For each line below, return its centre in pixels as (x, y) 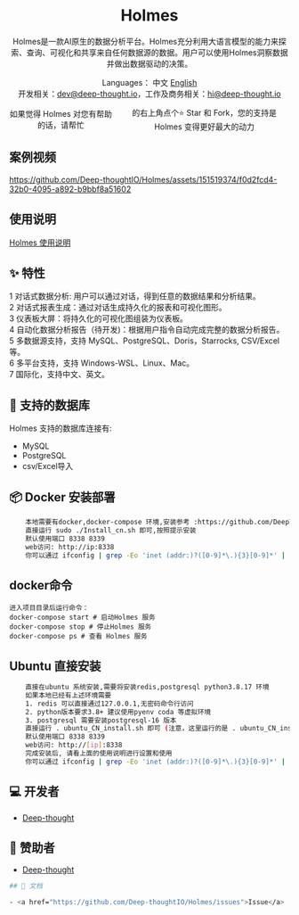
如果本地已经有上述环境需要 (69, 695)
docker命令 (41, 585)
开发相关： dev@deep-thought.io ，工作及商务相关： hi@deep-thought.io (149, 94)
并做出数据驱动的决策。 (149, 63)
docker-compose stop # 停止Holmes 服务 (81, 627)
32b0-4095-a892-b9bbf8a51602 (70, 189)
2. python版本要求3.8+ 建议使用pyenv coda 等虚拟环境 (118, 712)
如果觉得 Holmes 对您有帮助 (61, 114)
